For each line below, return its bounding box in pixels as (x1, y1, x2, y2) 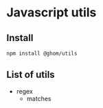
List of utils (6, 69, 56, 81)
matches (26, 94, 51, 103)
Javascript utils (6, 5, 97, 21)
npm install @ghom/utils (6, 50, 78, 57)
